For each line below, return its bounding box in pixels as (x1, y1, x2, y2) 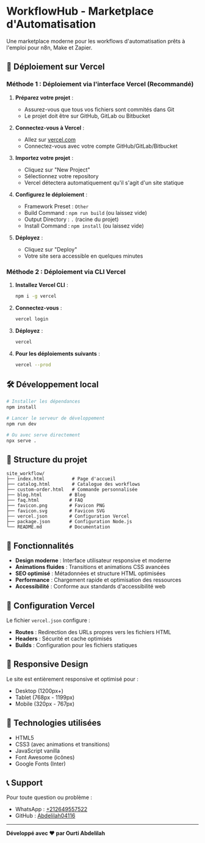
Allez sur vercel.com (24, 136, 76, 143)
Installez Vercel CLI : (15, 281, 68, 288)
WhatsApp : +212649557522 (15, 806, 88, 813)
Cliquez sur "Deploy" (24, 245, 77, 253)
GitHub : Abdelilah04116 (15, 812, 76, 819)
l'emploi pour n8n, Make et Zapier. (6, 44, 93, 51)
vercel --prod (15, 361, 51, 367)
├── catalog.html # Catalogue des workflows (6, 481, 140, 488)
